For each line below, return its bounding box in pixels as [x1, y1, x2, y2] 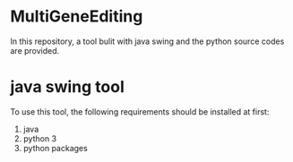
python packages [22, 142, 88, 153]
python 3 [22, 132, 57, 144]
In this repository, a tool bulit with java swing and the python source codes [10, 36, 285, 47]
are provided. [10, 45, 60, 55]
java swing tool [10, 77, 125, 98]
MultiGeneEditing [10, 6, 143, 27]
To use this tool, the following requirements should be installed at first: [10, 106, 270, 117]
